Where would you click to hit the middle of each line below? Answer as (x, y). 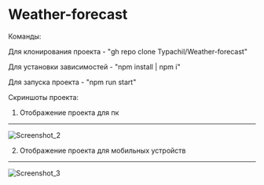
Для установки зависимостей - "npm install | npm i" (94, 67)
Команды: (25, 36)
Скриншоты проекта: (44, 97)
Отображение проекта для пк (69, 113)
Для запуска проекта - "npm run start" (72, 82)
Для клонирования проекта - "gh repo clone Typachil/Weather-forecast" (128, 51)
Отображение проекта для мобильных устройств (103, 150)
